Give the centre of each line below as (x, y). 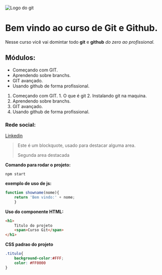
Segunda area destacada (43, 155)
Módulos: (21, 58)
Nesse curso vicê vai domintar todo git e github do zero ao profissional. (80, 42)
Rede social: (21, 125)
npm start (16, 174)
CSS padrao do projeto (29, 244)
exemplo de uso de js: (28, 184)
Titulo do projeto (33, 225)
